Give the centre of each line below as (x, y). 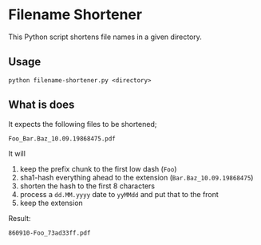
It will (17, 153)
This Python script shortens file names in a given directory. (105, 37)
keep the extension (51, 203)
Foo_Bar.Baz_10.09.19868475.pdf (62, 138)
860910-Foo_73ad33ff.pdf (49, 233)
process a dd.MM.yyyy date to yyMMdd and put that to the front (119, 194)
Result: (20, 218)
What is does (42, 105)
